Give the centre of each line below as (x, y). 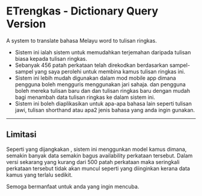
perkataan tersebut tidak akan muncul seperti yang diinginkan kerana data (98, 168)
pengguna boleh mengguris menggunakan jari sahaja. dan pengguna (100, 84)
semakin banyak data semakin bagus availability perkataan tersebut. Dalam (99, 156)
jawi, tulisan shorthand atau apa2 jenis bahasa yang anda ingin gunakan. (105, 110)
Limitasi (21, 135)
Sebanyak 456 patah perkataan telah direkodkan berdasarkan (91, 65)
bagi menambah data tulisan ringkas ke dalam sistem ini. (85, 97)
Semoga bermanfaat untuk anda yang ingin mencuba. (73, 186)
